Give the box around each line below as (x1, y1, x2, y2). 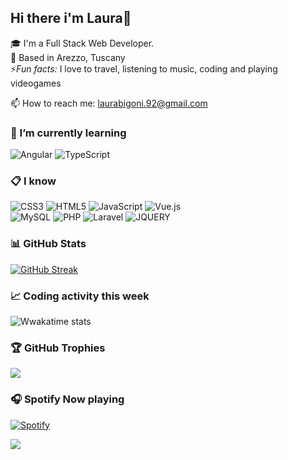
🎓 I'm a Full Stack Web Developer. (10, 37, 155, 49)
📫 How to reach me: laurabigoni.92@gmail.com (10, 97, 208, 109)
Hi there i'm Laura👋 (10, 10, 132, 27)
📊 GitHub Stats (10, 237, 87, 251)
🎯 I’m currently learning (10, 126, 127, 140)
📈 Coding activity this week (10, 289, 150, 303)
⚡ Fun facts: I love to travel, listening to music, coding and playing (10, 62, 278, 75)
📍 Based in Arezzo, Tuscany (10, 51, 126, 63)
